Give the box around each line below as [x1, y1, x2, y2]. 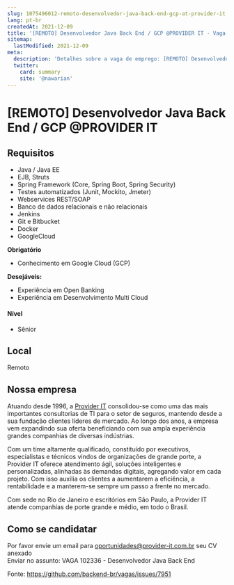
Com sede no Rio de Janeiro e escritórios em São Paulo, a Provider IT [7, 495, 208, 504]
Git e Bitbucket [17, 217, 61, 226]
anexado [7, 549, 33, 557]
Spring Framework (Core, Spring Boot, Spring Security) [17, 180, 176, 189]
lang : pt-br [7, 17, 42, 24]
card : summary [19, 68, 61, 75]
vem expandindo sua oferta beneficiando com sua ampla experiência [7, 424, 205, 433]
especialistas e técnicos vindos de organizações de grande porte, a [7, 453, 202, 461]
